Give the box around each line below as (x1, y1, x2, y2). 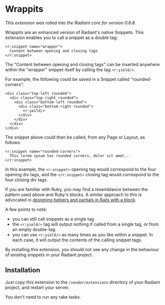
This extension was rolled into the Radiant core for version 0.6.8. (5, 20, 136, 26)
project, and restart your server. (5, 284, 70, 290)
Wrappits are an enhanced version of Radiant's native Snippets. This (5, 29, 144, 35)
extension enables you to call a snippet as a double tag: (5, 35, 118, 40)
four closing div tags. (5, 177, 48, 183)
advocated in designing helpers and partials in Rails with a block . (5, 196, 137, 203)
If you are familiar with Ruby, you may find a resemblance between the (5, 186, 148, 192)
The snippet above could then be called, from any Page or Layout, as (5, 134, 145, 140)
